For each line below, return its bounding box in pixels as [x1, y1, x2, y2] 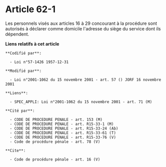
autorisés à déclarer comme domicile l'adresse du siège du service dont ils [5, 25, 161, 31]
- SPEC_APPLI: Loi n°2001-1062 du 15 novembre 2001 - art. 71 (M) [10, 99, 152, 104]
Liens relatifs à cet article [5, 40, 60, 47]
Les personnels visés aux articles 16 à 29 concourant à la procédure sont [5, 20, 157, 26]
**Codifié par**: [5, 51, 42, 56]
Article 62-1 [5, 4, 56, 15]
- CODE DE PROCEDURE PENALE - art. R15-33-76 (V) [10, 135, 116, 140]
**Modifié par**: [5, 68, 42, 73]
